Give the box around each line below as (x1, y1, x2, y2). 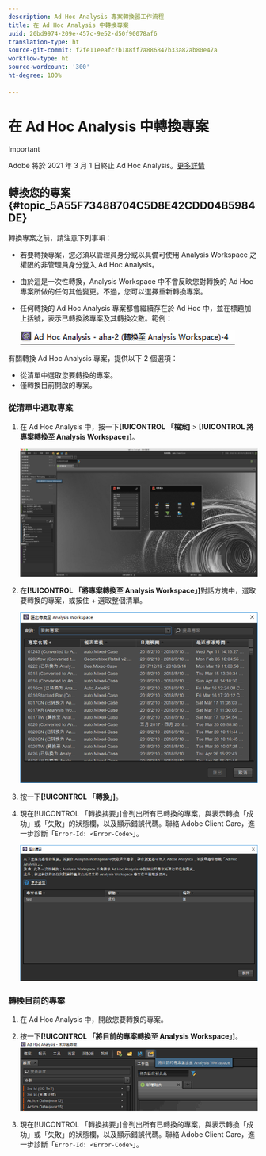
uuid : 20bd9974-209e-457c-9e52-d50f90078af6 (8, 29, 158, 37)
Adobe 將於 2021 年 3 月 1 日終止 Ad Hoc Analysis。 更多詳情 (8, 160, 205, 170)
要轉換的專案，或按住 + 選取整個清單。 (19, 596, 146, 605)
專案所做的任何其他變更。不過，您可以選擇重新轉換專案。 (19, 286, 207, 297)
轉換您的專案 (8, 186, 71, 199)
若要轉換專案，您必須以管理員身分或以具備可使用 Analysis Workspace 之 (19, 250, 257, 259)
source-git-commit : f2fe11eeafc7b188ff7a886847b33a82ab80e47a (8, 46, 218, 55)
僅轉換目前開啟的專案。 (19, 381, 97, 390)
